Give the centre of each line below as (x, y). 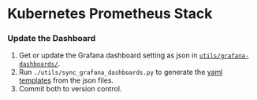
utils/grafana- (224, 56)
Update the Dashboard (52, 39)
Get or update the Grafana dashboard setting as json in (108, 55)
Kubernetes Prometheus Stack (110, 14)
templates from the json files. (66, 80)
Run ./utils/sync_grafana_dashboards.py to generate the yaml (121, 72)
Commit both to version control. (70, 89)
